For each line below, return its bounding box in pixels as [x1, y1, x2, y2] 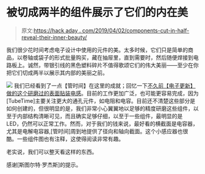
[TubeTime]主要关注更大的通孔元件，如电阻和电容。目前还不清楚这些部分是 [6, 97, 195, 104]
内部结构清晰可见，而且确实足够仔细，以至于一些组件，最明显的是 [16, 112, 183, 119]
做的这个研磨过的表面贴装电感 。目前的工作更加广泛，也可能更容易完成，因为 [6, 89, 199, 97]
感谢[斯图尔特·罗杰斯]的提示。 [6, 161, 82, 168]
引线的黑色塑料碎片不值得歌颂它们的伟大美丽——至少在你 [54, 61, 199, 69]
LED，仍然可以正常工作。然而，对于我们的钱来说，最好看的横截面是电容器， [6, 120, 198, 127]
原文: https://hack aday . [21, 27, 81, 34]
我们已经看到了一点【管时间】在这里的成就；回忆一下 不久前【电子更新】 [13, 82, 196, 89]
